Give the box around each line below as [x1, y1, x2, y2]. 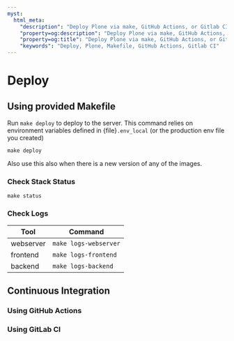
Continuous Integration [7, 285, 110, 296]
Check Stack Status [7, 176, 75, 186]
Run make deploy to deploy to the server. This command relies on [7, 119, 194, 127]
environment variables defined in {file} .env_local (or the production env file [7, 126, 225, 135]
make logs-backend [52, 262, 114, 270]
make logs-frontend [52, 250, 117, 259]
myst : [7, 10, 23, 17]
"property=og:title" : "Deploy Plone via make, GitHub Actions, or [19, 36, 217, 43]
